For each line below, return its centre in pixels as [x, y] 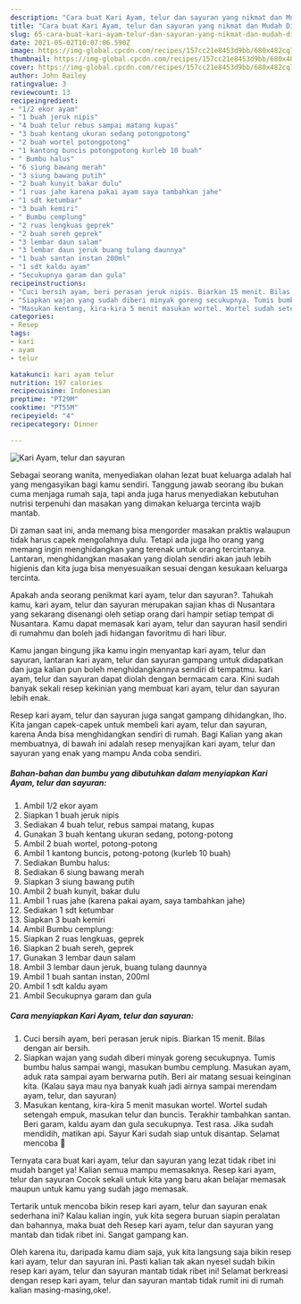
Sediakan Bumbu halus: [67, 862]
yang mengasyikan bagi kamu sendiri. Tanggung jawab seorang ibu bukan [147, 484]
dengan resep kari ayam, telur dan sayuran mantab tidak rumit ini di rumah [147, 1280]
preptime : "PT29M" [44, 400]
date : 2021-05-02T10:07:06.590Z [70, 42]
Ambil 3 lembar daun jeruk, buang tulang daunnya [115, 967]
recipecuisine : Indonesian [60, 391]
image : [22, 51]
